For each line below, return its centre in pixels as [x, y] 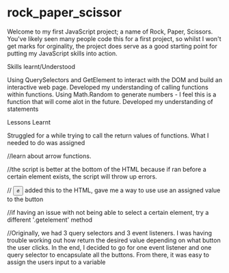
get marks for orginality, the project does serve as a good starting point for [112, 46]
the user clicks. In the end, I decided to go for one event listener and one [109, 247]
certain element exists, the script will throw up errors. [82, 177]
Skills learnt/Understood [41, 66]
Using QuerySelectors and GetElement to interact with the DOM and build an [115, 79]
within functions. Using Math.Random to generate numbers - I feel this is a [112, 94]
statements [23, 109]
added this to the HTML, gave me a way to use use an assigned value [123, 190]
